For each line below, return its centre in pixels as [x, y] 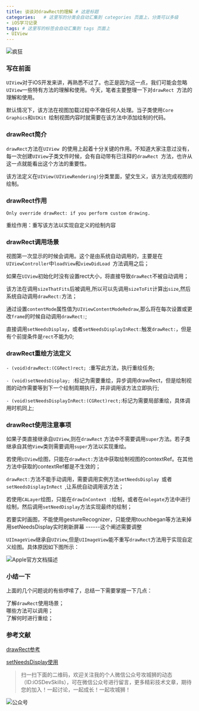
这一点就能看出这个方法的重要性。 [48, 163]
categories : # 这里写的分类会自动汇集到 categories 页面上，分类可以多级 [92, 17]
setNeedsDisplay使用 [32, 662]
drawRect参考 [23, 649]
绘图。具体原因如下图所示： [45, 547]
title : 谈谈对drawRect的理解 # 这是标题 [52, 12]
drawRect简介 [27, 135]
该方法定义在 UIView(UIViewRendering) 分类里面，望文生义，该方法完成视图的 [99, 176]
